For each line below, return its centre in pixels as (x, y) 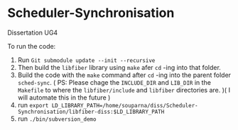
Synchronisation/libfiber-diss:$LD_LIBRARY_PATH (91, 112)
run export (33, 105)
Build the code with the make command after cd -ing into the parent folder (124, 75)
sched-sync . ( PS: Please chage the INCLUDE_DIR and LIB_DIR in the (114, 82)
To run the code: (32, 46)
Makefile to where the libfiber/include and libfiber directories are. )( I (124, 90)
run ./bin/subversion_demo (57, 119)
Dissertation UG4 (33, 32)
